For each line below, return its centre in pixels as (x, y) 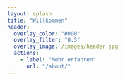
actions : (26, 54)
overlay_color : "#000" (47, 33)
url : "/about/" (48, 66)
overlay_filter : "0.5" (47, 40)
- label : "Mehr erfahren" (58, 60)
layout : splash (30, 14)
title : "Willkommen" (38, 20)
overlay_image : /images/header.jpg (66, 46)
